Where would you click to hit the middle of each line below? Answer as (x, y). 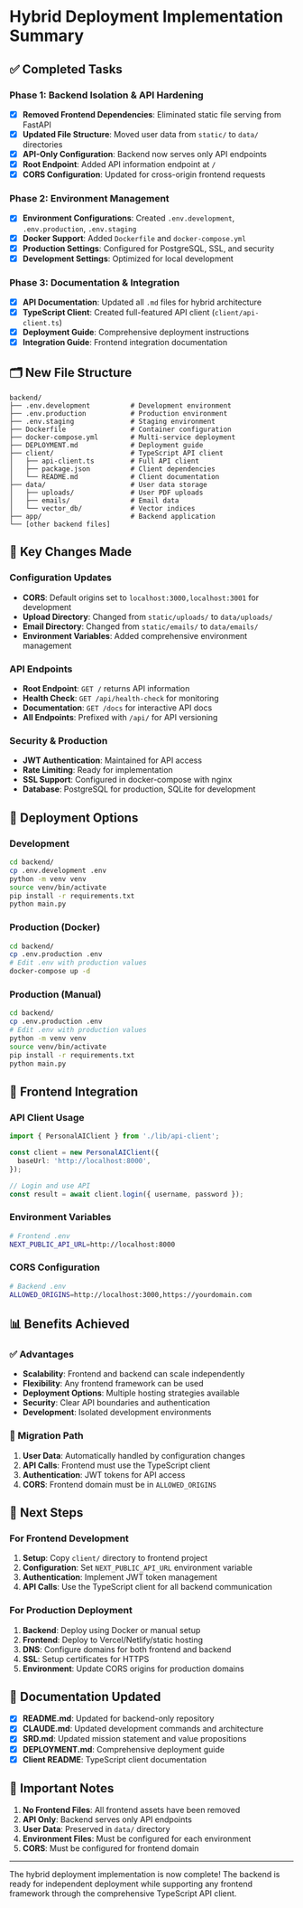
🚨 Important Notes (62, 1788)
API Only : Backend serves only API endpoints (107, 1819)
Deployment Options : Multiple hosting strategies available (131, 1393)
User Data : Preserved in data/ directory (96, 1829)
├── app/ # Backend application (113, 517)
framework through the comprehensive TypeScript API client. (123, 1894)
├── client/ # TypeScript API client (116, 454)
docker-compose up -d (50, 972)
